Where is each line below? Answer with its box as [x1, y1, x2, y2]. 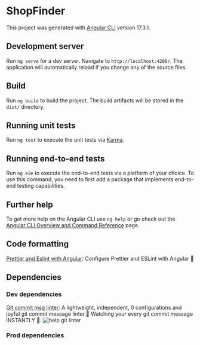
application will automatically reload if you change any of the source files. [6, 63, 187, 71]
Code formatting [6, 239, 69, 249]
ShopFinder [6, 4, 66, 18]
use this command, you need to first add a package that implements [6, 176, 174, 183]
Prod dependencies [6, 331, 64, 340]
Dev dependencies [6, 290, 62, 298]
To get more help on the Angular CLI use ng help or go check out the [6, 215, 176, 222]
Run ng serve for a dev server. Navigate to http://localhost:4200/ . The [6, 57, 183, 64]
